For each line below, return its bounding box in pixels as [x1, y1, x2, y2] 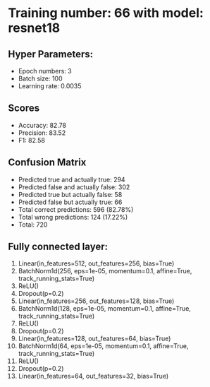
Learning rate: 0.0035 [18, 82, 82, 90]
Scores [8, 102, 40, 114]
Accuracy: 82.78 [18, 121, 66, 129]
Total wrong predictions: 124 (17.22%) [18, 213, 128, 221]
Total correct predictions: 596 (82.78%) [18, 205, 134, 213]
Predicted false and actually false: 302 [18, 182, 130, 191]
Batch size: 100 [18, 74, 63, 83]
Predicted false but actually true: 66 [18, 198, 123, 206]
